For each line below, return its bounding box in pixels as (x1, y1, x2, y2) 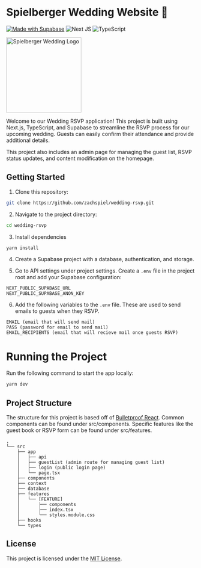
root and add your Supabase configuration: (14, 274, 122, 281)
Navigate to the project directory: (14, 211, 97, 218)
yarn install (6, 245, 39, 251)
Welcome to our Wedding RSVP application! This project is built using (6, 117, 178, 125)
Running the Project (6, 350, 107, 363)
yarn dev (6, 381, 28, 387)
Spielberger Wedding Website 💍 (6, 5, 169, 19)
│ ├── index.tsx (17, 507, 74, 513)
